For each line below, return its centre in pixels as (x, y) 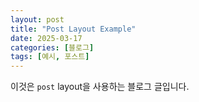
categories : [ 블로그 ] (52, 47)
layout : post (37, 19)
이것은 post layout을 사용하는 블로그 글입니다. (100, 87)
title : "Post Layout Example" (73, 29)
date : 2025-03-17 (46, 38)
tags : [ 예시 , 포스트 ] (50, 57)
